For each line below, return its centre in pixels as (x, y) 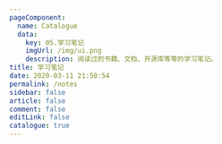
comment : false (38, 109)
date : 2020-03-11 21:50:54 (60, 76)
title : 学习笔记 (37, 68)
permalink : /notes (43, 84)
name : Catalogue (47, 26)
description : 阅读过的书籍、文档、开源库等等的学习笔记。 (121, 59)
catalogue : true (39, 126)
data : (28, 34)
